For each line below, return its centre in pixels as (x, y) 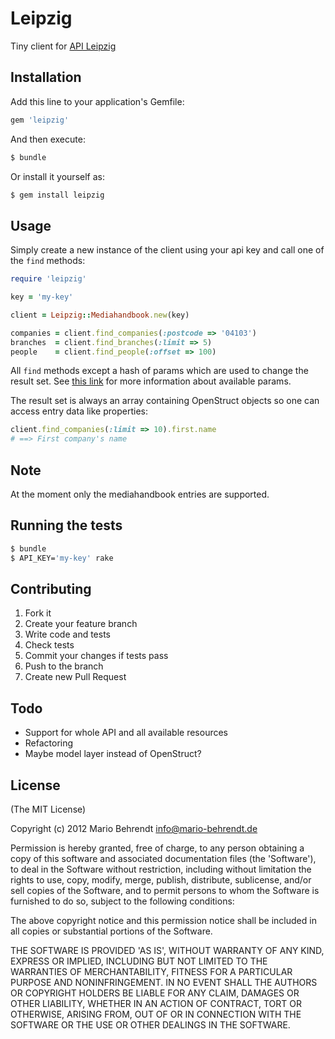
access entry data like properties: (79, 411)
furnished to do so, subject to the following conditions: (122, 901)
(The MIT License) (48, 809)
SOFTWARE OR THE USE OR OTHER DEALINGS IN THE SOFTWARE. (150, 1025)
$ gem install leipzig (57, 195)
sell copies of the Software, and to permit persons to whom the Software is (165, 890)
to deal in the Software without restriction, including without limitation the (161, 869)
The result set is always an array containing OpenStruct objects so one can (165, 401)
